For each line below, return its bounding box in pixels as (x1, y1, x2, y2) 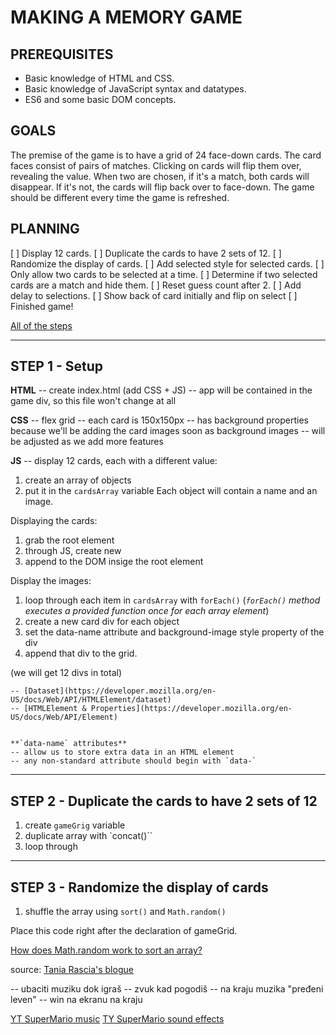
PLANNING (10, 221, 80, 238)
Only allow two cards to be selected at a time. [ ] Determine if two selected (10, 268, 318, 280)
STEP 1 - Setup (10, 358, 104, 375)
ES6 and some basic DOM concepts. (24, 94, 177, 105)
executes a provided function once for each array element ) (24, 605, 270, 617)
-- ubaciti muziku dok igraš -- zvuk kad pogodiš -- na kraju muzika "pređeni (10, 983, 324, 995)
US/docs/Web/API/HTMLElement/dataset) (10, 695, 172, 705)
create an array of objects (24, 474, 132, 486)
